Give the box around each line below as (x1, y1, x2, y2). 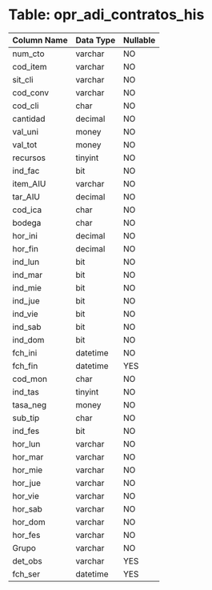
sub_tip (12, 412, 40, 423)
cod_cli (12, 100, 39, 111)
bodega (12, 217, 42, 228)
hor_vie (12, 490, 40, 501)
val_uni (12, 126, 38, 137)
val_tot (12, 138, 38, 150)
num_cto (12, 48, 46, 59)
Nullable (122, 34, 156, 46)
